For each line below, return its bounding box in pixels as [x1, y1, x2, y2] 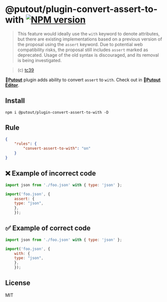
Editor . [5, 82, 20, 88]
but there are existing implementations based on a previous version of [17, 36, 162, 42]
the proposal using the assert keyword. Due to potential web [17, 41, 143, 47]
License [5, 279, 31, 287]
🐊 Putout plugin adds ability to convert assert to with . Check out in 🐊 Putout [5, 77, 161, 83]
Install [5, 97, 25, 105]
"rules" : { [14, 141, 37, 146]
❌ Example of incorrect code [5, 169, 96, 178]
